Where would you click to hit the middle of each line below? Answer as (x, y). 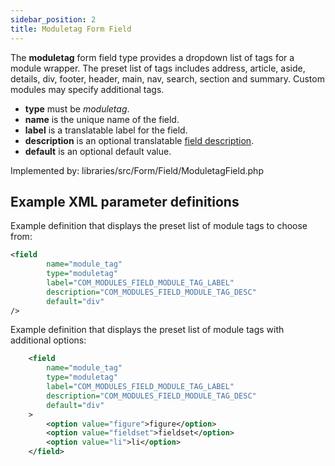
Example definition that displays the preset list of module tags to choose (159, 226)
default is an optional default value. (98, 151)
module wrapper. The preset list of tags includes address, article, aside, (158, 68)
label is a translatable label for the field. (106, 130)
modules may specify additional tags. (87, 89)
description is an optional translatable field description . (139, 140)
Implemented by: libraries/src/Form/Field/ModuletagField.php (137, 170)
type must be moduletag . (77, 108)
